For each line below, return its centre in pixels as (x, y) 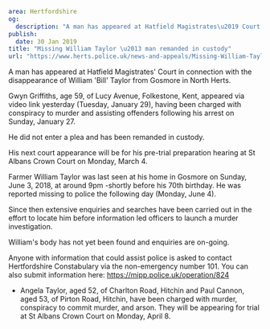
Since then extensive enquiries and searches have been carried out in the (130, 210)
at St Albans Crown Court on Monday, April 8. (95, 316)
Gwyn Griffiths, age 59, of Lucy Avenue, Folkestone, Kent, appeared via (127, 96)
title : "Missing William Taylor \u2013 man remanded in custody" (120, 49)
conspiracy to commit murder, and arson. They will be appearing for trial (139, 308)
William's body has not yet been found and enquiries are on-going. (119, 242)
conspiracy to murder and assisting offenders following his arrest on (121, 113)
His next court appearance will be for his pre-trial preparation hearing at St (132, 153)
